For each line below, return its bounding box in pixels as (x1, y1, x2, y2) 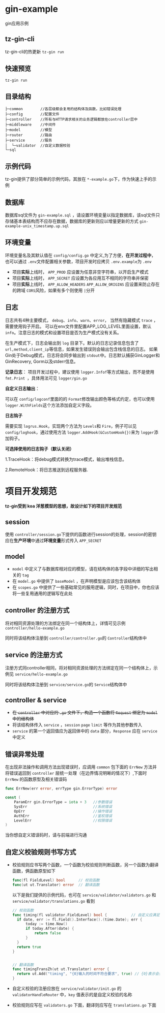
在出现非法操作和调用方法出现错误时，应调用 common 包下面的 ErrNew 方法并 (5, 764, 157, 770)
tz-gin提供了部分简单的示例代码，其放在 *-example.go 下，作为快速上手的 (5, 176, 152, 182)
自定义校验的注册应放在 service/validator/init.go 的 (12, 985, 122, 991)
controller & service (5, 696, 67, 704)
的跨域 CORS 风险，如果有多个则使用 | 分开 (12, 287, 95, 293)
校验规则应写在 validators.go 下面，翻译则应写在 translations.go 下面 (12, 1002, 157, 1008)
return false (34, 931, 61, 936)
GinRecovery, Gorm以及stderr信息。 (5, 358, 79, 364)
